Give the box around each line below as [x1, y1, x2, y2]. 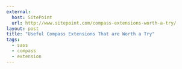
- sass [11, 43, 28, 49]
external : [6, 8, 31, 15]
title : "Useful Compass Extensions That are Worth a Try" [6, 31, 155, 37]
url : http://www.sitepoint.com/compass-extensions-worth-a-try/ [11, 20, 177, 26]
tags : [6, 37, 20, 43]
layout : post [6, 25, 39, 32]
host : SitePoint [11, 14, 52, 20]
